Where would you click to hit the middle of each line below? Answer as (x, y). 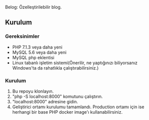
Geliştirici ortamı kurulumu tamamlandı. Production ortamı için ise (78, 107)
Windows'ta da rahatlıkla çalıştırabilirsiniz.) (55, 68)
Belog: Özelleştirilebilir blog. (33, 7)
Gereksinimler (22, 36)
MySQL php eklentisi (33, 57)
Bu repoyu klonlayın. (33, 91)
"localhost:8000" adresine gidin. (45, 101)
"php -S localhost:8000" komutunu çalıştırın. (58, 96)
